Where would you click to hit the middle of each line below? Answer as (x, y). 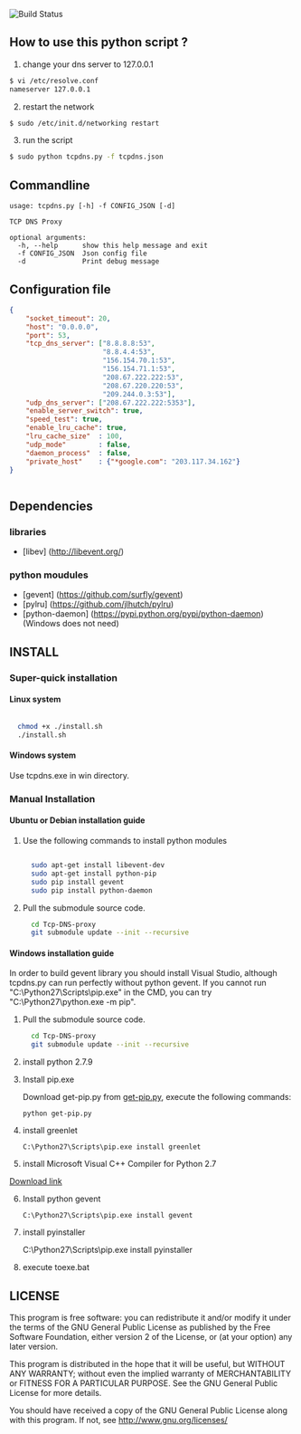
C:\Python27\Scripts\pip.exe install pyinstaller (107, 1250)
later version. (34, 1347)
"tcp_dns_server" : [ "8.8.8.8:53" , (90, 344)
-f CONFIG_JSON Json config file (82, 253)
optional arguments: (48, 238)
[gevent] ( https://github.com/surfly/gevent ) (103, 595)
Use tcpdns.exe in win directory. (69, 775)
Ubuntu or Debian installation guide (77, 820)
